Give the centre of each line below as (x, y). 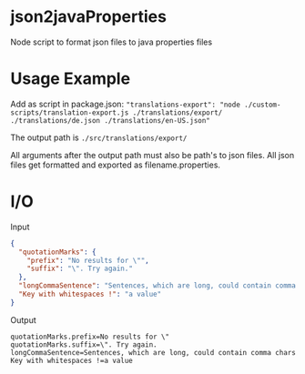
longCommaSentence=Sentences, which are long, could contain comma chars (153, 352)
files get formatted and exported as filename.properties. (116, 165)
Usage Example (71, 79)
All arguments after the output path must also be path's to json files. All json (152, 155)
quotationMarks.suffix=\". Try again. (84, 344)
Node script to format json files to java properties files (112, 42)
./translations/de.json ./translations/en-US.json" (110, 120)
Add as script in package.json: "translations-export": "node (125, 104)
